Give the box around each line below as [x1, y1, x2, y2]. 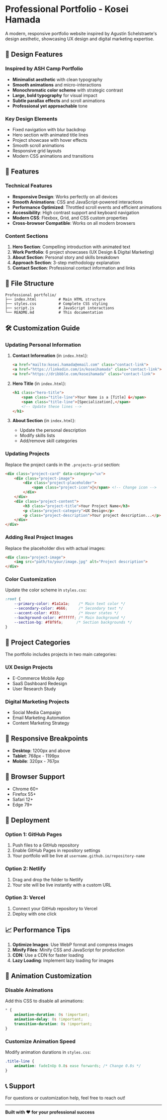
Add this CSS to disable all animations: [5, 998, 84, 1004]
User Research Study [12, 685, 56, 692]
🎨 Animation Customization [5, 972, 92, 980]
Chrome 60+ [12, 786, 39, 792]
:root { [5, 597, 21, 602]
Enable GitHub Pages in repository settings [12, 847, 100, 853]
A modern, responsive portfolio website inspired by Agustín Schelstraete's [5, 30, 158, 36]
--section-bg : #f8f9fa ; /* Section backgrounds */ [14, 620, 133, 625]
